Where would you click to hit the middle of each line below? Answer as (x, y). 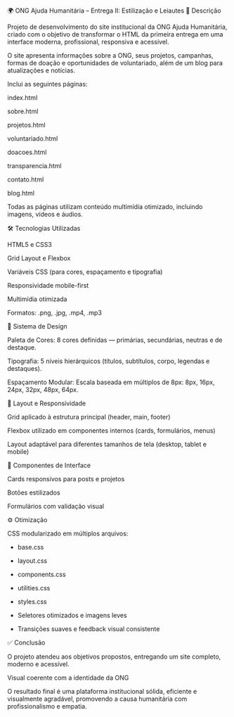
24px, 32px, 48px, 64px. (43, 389)
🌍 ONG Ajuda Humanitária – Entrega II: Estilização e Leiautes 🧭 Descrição (114, 11)
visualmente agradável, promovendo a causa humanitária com (97, 699)
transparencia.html (34, 166)
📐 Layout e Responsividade (47, 403)
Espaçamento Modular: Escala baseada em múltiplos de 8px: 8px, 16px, (111, 382)
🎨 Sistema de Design (38, 326)
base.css (31, 547)
